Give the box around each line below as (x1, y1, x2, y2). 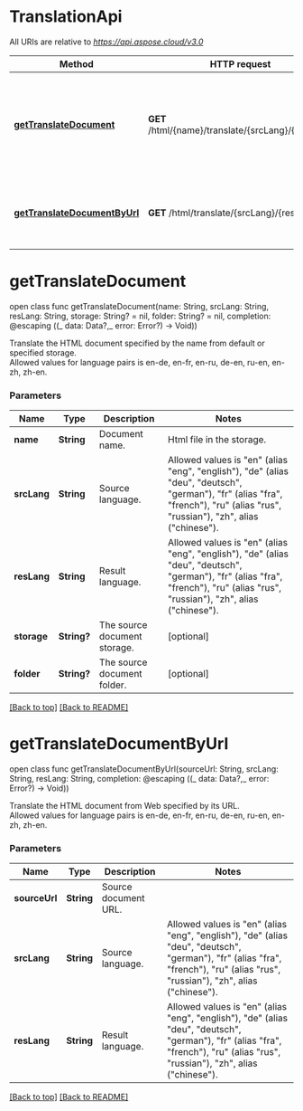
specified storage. (9, 347, 77, 358)
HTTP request (209, 57, 271, 70)
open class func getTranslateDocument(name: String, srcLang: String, (9, 300, 269, 311)
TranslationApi (9, 6, 123, 27)
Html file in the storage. (168, 433, 267, 446)
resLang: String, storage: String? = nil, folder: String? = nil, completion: (9, 310, 271, 321)
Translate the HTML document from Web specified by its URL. (9, 801, 241, 812)
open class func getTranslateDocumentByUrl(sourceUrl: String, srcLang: (9, 764, 280, 774)
